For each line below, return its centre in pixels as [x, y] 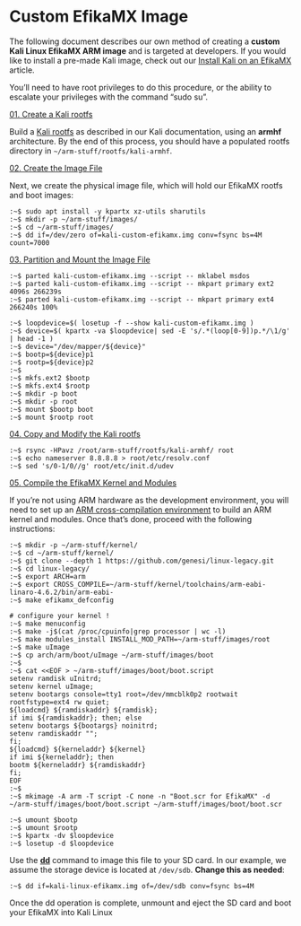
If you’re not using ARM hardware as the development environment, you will [149, 500]
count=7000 [30, 243]
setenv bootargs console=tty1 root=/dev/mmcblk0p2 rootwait [124, 694]
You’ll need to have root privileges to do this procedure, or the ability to [140, 87]
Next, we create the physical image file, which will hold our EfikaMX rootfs [146, 185]
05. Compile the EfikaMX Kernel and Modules [93, 483]
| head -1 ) [31, 338]
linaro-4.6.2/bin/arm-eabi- [62, 592]
